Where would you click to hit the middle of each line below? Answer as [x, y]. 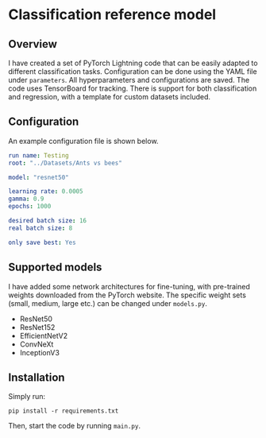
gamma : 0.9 [26, 199]
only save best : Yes [42, 242]
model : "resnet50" [39, 177]
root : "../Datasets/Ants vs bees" [66, 163]
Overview [33, 44]
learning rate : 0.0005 [46, 192]
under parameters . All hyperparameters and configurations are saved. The [129, 80]
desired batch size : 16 [48, 221]
